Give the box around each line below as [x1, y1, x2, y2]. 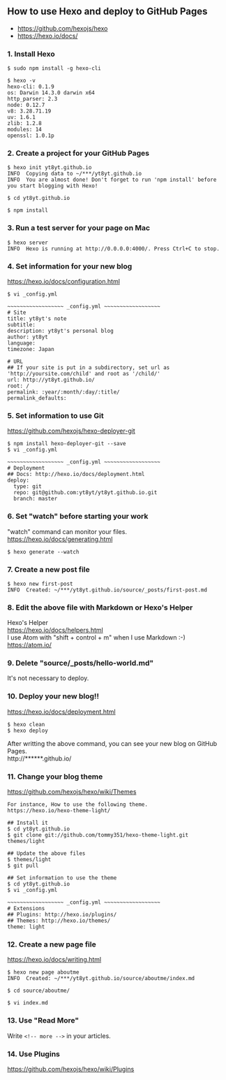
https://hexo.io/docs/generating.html [7, 535, 113, 543]
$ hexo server [7, 239, 49, 246]
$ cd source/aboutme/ [7, 987, 70, 995]
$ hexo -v [7, 77, 36, 85]
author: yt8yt [7, 333, 49, 340]
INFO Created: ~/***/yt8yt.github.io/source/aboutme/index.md [7, 975, 195, 982]
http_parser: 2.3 [7, 96, 58, 103]
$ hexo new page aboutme [7, 969, 80, 976]
